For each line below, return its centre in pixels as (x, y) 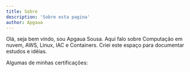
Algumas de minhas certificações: (47, 63)
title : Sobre (22, 11)
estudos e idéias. (27, 52)
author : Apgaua (25, 22)
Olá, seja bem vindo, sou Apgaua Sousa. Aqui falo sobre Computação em (94, 39)
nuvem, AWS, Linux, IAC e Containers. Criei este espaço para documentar (95, 45)
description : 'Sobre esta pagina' (48, 17)
